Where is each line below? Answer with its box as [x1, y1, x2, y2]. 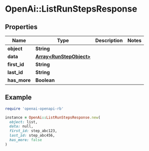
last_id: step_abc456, [9, 133, 55, 138]
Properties [5, 23, 38, 31]
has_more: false [9, 137, 42, 143]
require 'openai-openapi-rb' [5, 106, 64, 111]
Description [95, 37, 123, 44]
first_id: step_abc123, [9, 129, 57, 134]
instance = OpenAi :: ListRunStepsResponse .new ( [5, 115, 101, 120]
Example [5, 93, 32, 101]
